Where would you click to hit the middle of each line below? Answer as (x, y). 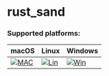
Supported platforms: (44, 34)
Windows (82, 51)
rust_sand (36, 12)
